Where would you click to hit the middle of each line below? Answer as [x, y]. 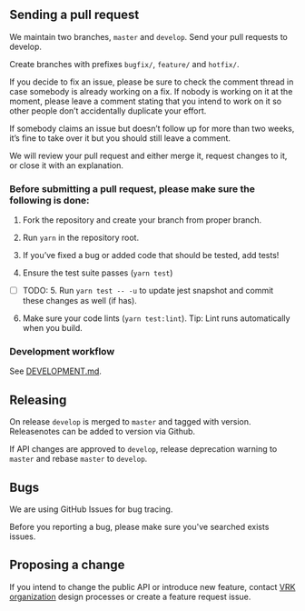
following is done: [49, 200]
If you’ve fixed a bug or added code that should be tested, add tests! [151, 255]
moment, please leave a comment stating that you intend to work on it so [146, 101]
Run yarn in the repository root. [80, 238]
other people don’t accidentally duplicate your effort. [108, 110]
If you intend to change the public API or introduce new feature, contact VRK [152, 586]
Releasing [38, 400]
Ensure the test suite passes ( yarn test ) [98, 273]
